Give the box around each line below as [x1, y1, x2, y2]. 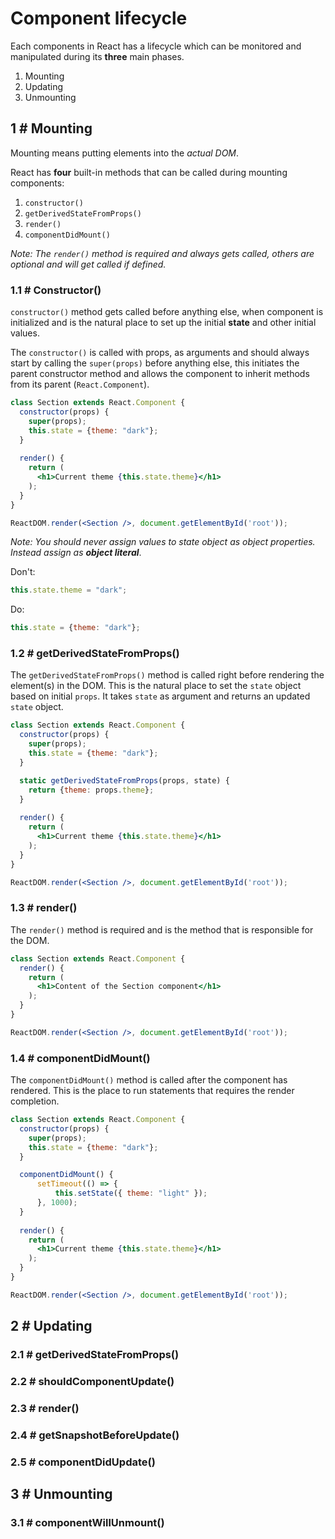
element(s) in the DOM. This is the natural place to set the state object [10, 680, 302, 692]
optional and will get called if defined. [10, 258, 167, 270]
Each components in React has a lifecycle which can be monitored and [10, 40, 302, 52]
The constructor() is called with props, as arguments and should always [10, 347, 310, 359]
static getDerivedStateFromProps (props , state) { [19, 775, 230, 786]
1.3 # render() [10, 901, 78, 915]
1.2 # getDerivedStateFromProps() [10, 647, 180, 661]
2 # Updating [10, 1318, 93, 1335]
